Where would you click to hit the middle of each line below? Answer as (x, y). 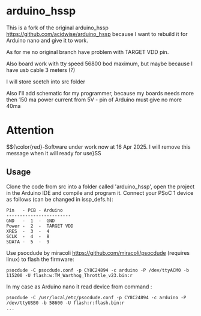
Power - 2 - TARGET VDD (40, 226)
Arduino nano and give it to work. (47, 40)
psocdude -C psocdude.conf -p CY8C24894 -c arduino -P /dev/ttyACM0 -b (97, 270)
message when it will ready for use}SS (54, 153)
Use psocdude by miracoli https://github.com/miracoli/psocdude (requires (98, 252)
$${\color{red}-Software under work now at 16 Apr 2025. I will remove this (98, 147)
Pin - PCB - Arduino (34, 210)
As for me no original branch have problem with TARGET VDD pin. (88, 52)
